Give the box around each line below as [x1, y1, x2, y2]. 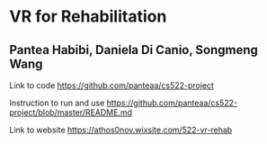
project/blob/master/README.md [9, 107, 133, 118]
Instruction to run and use [9, 97, 105, 108]
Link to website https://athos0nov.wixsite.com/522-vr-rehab [9, 124, 233, 135]
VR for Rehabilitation [9, 6, 167, 27]
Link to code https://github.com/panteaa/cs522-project [9, 80, 214, 91]
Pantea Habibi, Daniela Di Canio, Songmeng [9, 42, 259, 58]
